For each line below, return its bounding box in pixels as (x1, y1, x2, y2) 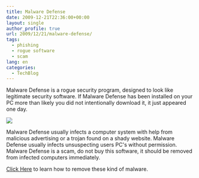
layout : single (6, 20, 44, 26)
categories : (6, 64, 36, 71)
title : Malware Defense (6, 8, 66, 15)
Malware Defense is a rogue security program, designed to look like (6, 86, 174, 93)
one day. (6, 105, 28, 113)
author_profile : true (6, 25, 61, 32)
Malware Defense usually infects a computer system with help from (6, 128, 173, 135)
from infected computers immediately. (6, 154, 101, 161)
